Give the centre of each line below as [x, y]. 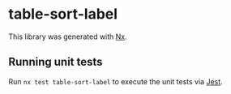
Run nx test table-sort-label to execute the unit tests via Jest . [115, 81]
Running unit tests [56, 62]
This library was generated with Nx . [68, 36]
